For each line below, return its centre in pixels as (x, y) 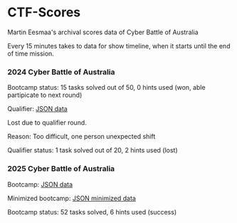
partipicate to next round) (45, 95)
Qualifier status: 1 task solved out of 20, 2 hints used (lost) (93, 150)
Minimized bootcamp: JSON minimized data (72, 198)
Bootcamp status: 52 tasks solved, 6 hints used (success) (92, 212)
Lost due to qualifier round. (47, 123)
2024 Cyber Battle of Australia (61, 72)
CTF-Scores (44, 12)
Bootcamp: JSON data (40, 184)
